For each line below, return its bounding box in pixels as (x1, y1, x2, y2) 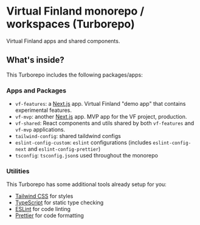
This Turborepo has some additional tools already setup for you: (6, 181, 167, 188)
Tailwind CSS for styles (15, 193, 74, 200)
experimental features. (15, 106, 72, 114)
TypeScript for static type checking (15, 199, 104, 206)
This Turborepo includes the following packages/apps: (6, 71, 143, 78)
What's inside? (6, 55, 65, 65)
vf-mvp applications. (15, 126, 66, 133)
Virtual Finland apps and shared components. (6, 37, 120, 44)
